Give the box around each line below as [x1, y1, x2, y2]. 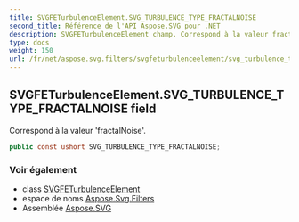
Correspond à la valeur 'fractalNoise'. [9, 125, 147, 136]
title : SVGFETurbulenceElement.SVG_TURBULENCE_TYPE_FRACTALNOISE [9, 12, 256, 22]
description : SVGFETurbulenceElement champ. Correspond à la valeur [9, 29, 269, 38]
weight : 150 [9, 46, 53, 55]
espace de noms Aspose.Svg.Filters [21, 193, 155, 203]
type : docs [9, 37, 50, 47]
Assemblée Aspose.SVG [21, 202, 112, 213]
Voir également [9, 163, 77, 176]
